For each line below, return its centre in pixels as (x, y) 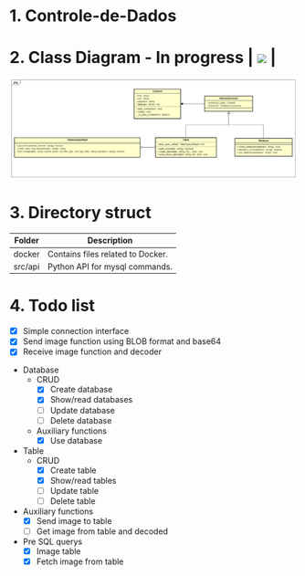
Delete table (73, 501)
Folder (26, 241)
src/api (26, 267)
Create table (73, 470)
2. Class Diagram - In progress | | (143, 58)
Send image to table (74, 520)
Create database (81, 390)
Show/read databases (91, 400)
